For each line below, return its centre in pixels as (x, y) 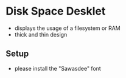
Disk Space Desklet (56, 11)
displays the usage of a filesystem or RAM (67, 28)
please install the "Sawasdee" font (58, 68)
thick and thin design (41, 34)
